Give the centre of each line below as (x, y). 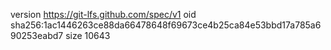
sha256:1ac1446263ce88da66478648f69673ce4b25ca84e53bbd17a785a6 (166, 25)
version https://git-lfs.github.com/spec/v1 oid (103, 14)
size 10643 (88, 35)
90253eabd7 (37, 35)
